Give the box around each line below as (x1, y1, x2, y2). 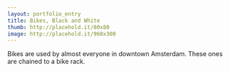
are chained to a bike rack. (7, 58, 85, 66)
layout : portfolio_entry (7, 10, 81, 18)
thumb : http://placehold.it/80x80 (7, 23, 110, 31)
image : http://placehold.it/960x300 (7, 30, 116, 38)
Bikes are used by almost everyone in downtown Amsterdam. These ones (7, 50, 223, 58)
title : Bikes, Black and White (7, 17, 100, 24)
